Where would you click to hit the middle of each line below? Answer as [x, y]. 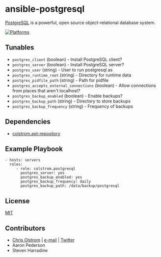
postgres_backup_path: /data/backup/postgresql [70, 186]
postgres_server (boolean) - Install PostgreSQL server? [68, 64]
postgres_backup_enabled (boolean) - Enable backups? [67, 96]
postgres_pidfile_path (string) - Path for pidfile [60, 80]
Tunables [20, 48]
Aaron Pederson [29, 245]
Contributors [25, 228]
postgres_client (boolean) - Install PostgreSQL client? [67, 59]
